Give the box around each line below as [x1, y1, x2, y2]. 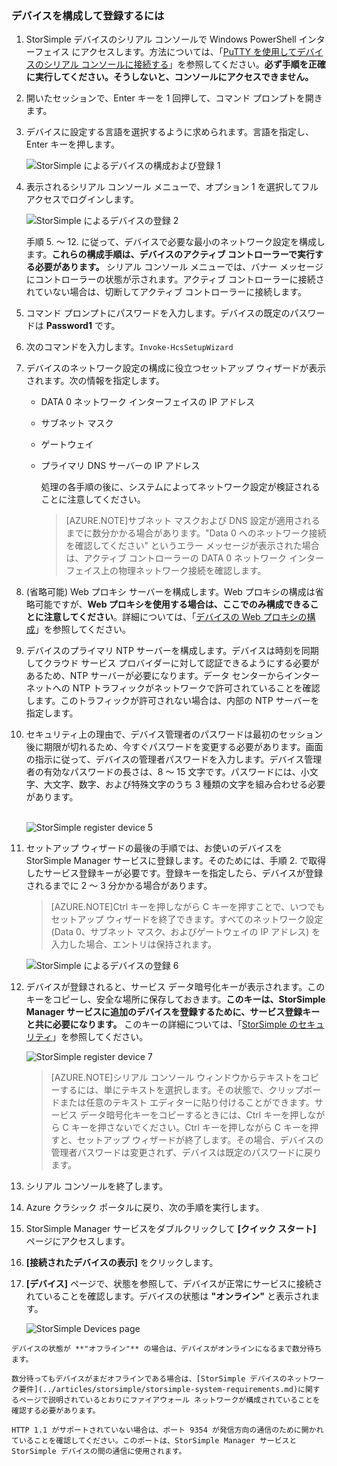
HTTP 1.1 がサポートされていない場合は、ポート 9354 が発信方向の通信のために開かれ [11, 1425, 324, 1436]
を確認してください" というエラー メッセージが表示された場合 [65, 540, 320, 552]
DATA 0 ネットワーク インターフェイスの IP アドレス [40, 396, 256, 408]
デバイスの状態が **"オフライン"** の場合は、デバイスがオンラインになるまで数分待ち [11, 1344, 323, 1354]
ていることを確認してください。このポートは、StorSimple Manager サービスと [11, 1436, 298, 1446]
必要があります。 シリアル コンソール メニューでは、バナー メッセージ [34, 261, 324, 273]
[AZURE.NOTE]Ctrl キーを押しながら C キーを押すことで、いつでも [50, 901, 326, 913]
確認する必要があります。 [11, 1406, 101, 1416]
